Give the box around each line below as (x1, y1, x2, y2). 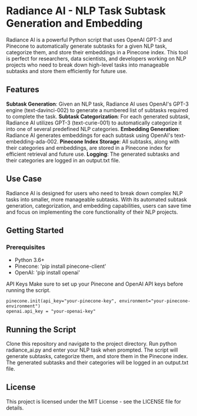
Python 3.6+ (14, 257, 45, 264)
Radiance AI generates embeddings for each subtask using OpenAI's (6, 132, 173, 139)
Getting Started (6, 225, 64, 235)
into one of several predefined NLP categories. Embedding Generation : (6, 125, 181, 132)
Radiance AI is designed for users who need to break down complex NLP (6, 189, 183, 196)
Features (6, 84, 39, 95)
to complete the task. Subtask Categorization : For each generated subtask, (6, 113, 191, 120)
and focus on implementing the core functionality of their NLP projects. (6, 208, 178, 215)
